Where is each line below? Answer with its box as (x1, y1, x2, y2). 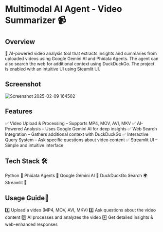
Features (5, 107, 33, 116)
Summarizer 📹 (5, 15, 67, 26)
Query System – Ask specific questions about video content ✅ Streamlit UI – (5, 137, 158, 143)
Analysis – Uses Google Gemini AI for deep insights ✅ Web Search (24, 126, 157, 131)
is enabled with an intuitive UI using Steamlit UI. (5, 66, 101, 72)
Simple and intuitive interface (5, 142, 64, 148)
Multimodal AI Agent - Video (5, 3, 123, 15)
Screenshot (5, 80, 41, 88)
